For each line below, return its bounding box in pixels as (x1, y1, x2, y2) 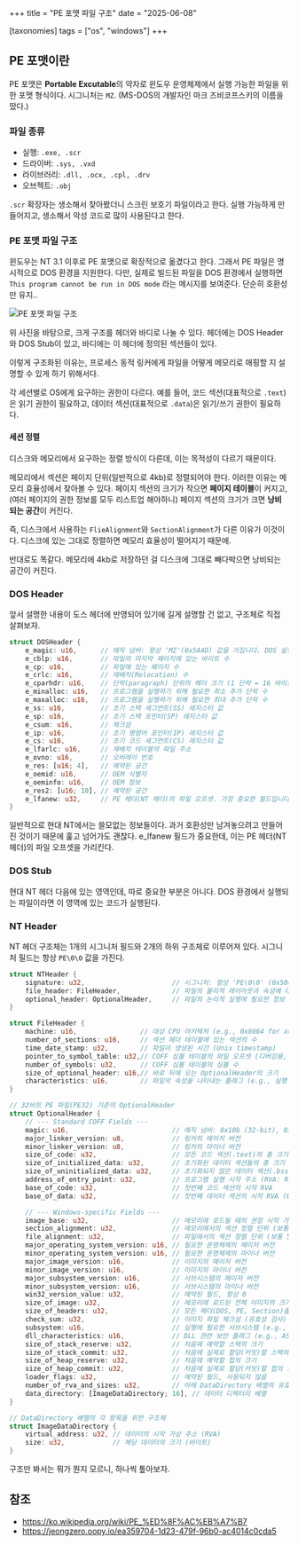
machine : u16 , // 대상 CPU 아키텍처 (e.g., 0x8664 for (25, 1028, 281, 1037)
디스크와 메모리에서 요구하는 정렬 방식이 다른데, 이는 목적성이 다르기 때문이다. (9, 453, 277, 463)
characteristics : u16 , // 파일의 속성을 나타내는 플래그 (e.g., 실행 (25, 1076, 287, 1085)
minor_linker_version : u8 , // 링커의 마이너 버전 (25, 1142, 241, 1151)
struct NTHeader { (9, 970, 77, 979)
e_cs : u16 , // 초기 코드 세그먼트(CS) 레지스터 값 (25, 737, 223, 745)
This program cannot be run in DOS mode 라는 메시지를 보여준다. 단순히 (9, 279, 264, 289)
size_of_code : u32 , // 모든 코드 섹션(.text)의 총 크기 (25, 1150, 289, 1160)
